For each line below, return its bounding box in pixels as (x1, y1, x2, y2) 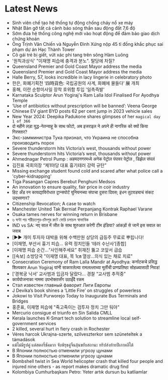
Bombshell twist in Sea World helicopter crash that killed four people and (12, 358, 163, 364)
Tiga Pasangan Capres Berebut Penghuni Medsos (12, 178, 116, 184)
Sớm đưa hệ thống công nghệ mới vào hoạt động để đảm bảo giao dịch (12, 30, 160, 36)
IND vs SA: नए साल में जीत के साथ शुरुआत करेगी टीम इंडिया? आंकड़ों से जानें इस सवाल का (12, 222, 161, 228)
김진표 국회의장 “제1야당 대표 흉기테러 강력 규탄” (12, 162, 107, 168)
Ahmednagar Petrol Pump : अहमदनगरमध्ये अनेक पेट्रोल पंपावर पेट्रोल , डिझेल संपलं (12, 156, 155, 162)
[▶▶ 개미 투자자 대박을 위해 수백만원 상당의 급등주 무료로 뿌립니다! (12, 234, 144, 240)
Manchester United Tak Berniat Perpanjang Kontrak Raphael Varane (12, 206, 153, 212)
